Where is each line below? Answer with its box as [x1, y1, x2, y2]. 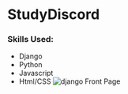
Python [18, 60, 43, 70]
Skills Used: [7, 34, 55, 45]
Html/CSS [18, 77, 51, 86]
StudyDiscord [7, 6, 100, 24]
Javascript [18, 69, 54, 78]
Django [18, 51, 43, 61]
